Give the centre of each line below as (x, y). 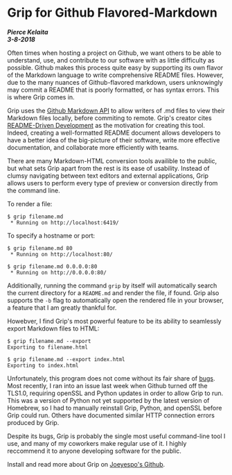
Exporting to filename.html (48, 347)
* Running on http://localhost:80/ (61, 254)
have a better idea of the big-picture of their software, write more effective (114, 140)
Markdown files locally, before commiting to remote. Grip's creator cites (110, 118)
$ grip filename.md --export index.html (66, 359)
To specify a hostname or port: (51, 235)
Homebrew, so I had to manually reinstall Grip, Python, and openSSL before (115, 408)
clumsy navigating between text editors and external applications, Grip (108, 176)
